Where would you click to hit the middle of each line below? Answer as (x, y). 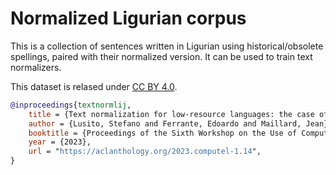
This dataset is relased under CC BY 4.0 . (94, 86)
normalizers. (36, 67)
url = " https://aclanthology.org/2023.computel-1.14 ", (145, 152)
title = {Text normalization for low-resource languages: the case (171, 114)
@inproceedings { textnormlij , (71, 105)
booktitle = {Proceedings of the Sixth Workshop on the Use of (163, 133)
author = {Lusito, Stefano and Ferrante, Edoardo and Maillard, (165, 123)
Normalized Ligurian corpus (128, 18)
